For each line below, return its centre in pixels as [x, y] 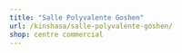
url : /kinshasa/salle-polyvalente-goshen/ [91, 26]
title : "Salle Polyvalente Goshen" [77, 18]
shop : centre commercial [56, 34]
